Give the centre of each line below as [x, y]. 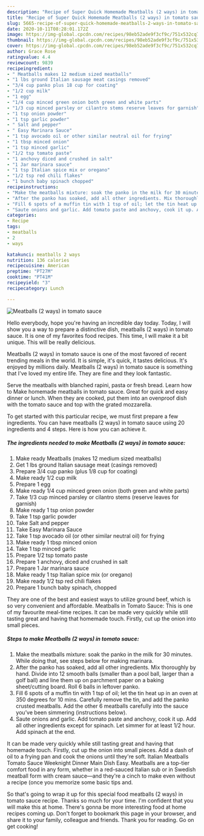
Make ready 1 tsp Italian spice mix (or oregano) [74, 574]
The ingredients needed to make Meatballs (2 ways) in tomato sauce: [96, 443]
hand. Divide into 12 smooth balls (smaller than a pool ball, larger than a [105, 673]
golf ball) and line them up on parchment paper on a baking [90, 680]
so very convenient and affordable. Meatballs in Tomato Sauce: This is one [100, 606]
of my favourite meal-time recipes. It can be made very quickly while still [97, 612]
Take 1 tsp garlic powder [46, 516]
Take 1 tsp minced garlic [46, 549]
